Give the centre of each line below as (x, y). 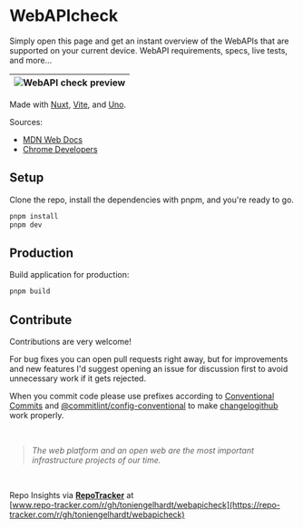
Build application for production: (69, 275)
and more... (31, 60)
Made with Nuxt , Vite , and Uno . (68, 104)
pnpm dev (26, 225)
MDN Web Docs (53, 139)
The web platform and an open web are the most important (143, 451)
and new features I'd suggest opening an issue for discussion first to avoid (149, 369)
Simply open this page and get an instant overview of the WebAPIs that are (149, 41)
